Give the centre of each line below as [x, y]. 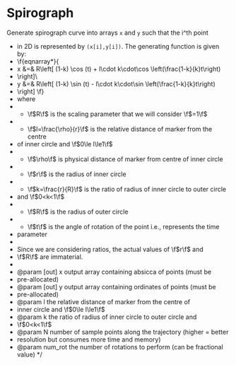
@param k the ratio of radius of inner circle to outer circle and [107, 317]
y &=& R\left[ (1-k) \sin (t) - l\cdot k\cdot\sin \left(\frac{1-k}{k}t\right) [116, 83]
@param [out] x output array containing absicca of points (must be [114, 272]
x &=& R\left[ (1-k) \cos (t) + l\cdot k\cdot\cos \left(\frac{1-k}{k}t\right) [119, 69]
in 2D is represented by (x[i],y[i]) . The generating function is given [118, 46]
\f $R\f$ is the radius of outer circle [78, 212]
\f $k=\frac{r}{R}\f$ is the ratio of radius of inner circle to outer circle [127, 189]
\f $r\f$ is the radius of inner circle [77, 174]
